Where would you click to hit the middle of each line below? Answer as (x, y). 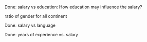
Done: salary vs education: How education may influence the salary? (73, 7)
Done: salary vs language (30, 25)
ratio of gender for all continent (36, 16)
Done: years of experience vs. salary (41, 35)
